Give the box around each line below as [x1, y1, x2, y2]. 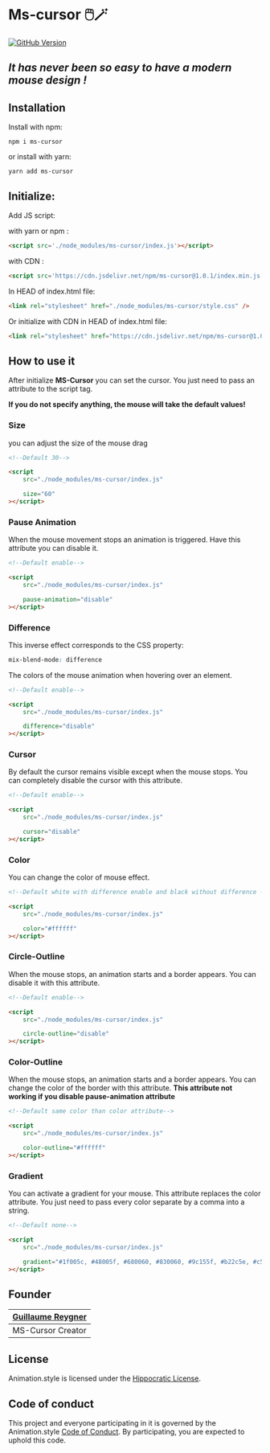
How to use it [8, 354, 76, 367]
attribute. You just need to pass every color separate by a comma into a [8, 1197, 245, 1207]
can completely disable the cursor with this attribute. [8, 776, 183, 786]
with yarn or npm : [8, 226, 69, 236]
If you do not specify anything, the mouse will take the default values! [8, 400, 247, 409]
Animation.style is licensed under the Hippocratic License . [8, 1373, 201, 1383]
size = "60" [22, 490, 56, 499]
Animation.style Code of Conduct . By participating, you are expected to [8, 1426, 245, 1436]
